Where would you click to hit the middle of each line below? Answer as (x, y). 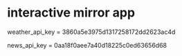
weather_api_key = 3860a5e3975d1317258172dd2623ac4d (91, 32)
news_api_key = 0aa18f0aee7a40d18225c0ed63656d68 (87, 45)
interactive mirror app (71, 13)
